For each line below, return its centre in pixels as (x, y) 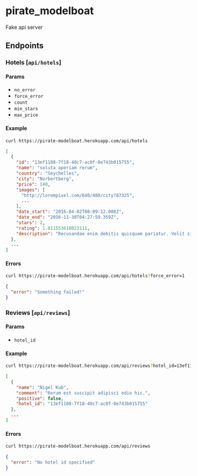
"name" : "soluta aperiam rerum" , (57, 168)
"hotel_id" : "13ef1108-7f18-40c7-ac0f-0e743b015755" (82, 404)
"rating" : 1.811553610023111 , (53, 228)
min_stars (26, 109)
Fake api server (24, 27)
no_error (25, 90)
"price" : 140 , (33, 184)
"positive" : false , (40, 398)
